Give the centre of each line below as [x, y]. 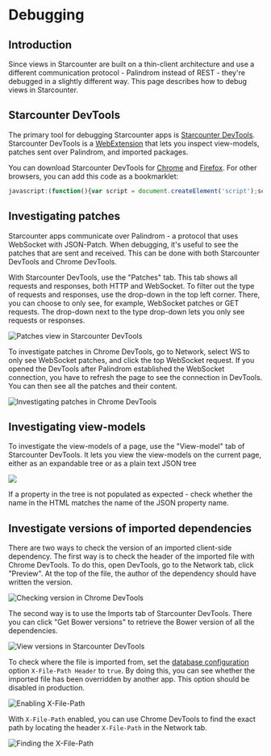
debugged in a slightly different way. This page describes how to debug [128, 81]
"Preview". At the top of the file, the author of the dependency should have [132, 574]
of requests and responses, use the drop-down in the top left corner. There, [134, 294]
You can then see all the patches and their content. [93, 386]
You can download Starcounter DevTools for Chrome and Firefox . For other [133, 167]
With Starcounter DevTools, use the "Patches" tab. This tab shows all [123, 277]
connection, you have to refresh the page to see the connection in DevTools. [135, 377]
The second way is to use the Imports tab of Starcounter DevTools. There [130, 614]
